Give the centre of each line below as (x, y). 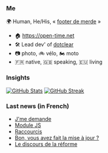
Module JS (28, 125)
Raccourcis (28, 131)
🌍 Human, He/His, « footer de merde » (54, 21)
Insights (18, 78)
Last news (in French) (38, 106)
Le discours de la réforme (46, 144)
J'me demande (33, 119)
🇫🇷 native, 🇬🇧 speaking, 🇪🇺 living (58, 62)
